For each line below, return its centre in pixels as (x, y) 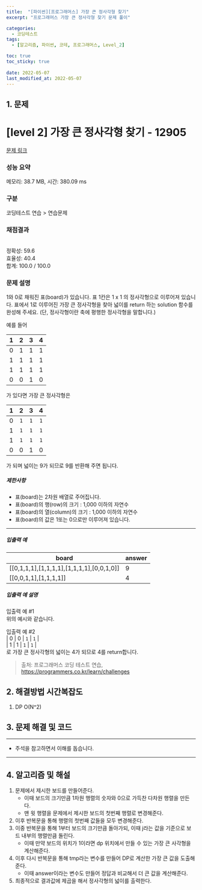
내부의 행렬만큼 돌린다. (48, 836)
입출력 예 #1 (20, 611)
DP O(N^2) (28, 707)
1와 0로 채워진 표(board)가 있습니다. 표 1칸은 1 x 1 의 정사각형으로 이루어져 (93, 297)
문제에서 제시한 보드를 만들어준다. (54, 791)
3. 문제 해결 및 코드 (39, 727)
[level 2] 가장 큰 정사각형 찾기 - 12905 (96, 132)
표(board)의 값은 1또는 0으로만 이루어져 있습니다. (72, 519)
